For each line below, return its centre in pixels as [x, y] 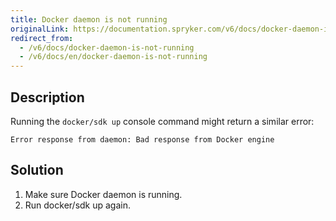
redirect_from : [42, 38]
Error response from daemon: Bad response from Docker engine [142, 139]
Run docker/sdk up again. [78, 205]
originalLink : [40, 29]
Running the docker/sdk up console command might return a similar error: [162, 121]
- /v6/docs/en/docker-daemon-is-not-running [113, 57]
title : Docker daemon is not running [89, 19]
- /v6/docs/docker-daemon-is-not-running [107, 47]
